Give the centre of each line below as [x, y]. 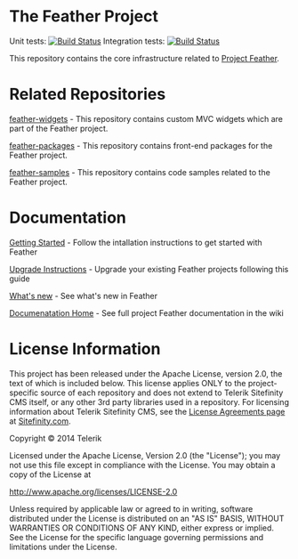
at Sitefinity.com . [40, 421]
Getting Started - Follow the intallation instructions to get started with [136, 242]
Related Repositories [88, 94]
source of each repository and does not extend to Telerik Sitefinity [162, 393]
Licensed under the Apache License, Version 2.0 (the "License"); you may [145, 455]
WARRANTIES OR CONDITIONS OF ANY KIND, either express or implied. [141, 528]
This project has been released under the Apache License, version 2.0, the [146, 373]
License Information [85, 349]
